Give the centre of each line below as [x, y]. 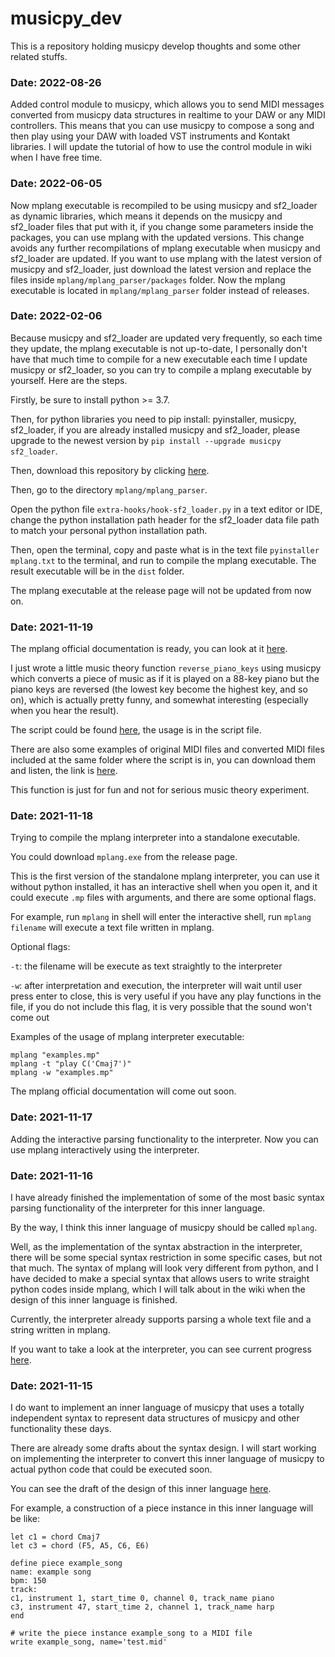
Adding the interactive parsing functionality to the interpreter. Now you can [164, 1139]
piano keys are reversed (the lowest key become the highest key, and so [159, 689]
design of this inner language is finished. [94, 1300]
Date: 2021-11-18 [52, 816]
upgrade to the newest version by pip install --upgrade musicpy [146, 440]
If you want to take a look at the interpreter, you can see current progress [161, 1349]
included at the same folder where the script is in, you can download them [163, 760]
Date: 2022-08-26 [56, 82]
